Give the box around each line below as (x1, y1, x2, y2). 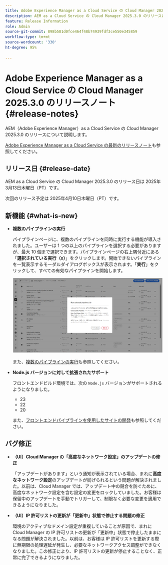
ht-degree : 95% (5, 45, 37, 50)
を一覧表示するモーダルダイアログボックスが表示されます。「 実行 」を (12, 261, 154, 267)
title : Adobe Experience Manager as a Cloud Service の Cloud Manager (5, 8, 155, 13)
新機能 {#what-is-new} (5, 211, 78, 220)
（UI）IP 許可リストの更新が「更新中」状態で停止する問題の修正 (12, 512, 145, 518)
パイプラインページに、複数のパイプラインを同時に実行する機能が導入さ (12, 236, 161, 242)
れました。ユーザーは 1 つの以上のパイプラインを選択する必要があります (12, 242, 161, 248)
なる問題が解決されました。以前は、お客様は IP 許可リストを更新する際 (12, 535, 159, 541)
